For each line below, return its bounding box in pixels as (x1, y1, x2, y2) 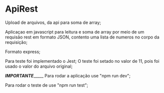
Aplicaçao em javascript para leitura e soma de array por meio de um (5, 29, 144, 35)
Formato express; (5, 49, 41, 55)
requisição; (5, 39, 28, 45)
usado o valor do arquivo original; (5, 63, 73, 69)
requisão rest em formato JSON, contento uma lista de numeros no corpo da (5, 34, 160, 40)
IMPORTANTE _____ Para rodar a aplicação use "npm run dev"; (5, 73, 131, 78)
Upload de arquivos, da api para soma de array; (5, 19, 101, 25)
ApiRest (5, 3, 38, 15)
